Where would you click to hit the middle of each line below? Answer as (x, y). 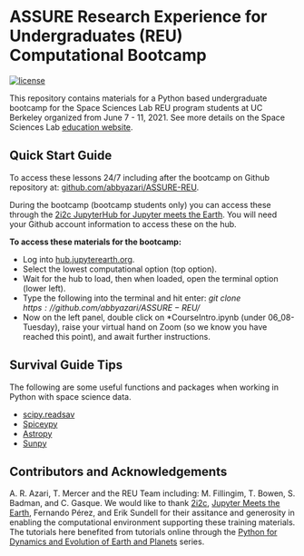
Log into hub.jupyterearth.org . (78, 259)
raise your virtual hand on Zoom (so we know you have (165, 327)
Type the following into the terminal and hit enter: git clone (132, 298)
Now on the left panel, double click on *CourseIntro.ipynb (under (144, 317)
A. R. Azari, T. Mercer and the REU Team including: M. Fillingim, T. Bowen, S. (152, 493)
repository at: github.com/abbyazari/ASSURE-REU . (104, 187)
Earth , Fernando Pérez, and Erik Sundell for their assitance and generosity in (152, 513)
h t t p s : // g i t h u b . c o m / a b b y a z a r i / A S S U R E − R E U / (111, 307)
